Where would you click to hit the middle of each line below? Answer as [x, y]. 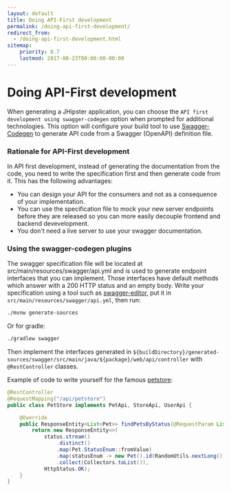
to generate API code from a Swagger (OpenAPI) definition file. [124, 133]
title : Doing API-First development [59, 20]
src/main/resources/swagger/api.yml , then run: [74, 300]
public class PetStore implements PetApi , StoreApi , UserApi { [100, 405]
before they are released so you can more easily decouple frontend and [119, 216]
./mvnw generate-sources [43, 313]
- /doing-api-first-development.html [67, 39]
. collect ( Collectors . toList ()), [102, 462]
